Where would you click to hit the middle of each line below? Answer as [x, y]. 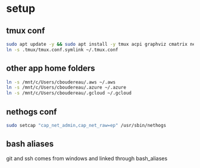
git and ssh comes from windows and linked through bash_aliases [87, 158]
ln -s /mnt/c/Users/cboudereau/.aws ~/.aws [61, 82]
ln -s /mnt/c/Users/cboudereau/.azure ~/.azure [66, 88]
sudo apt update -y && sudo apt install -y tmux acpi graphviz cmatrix [97, 44]
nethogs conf [32, 112]
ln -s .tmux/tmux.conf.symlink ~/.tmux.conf [62, 49]
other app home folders [51, 68]
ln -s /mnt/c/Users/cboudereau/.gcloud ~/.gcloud [69, 93]
